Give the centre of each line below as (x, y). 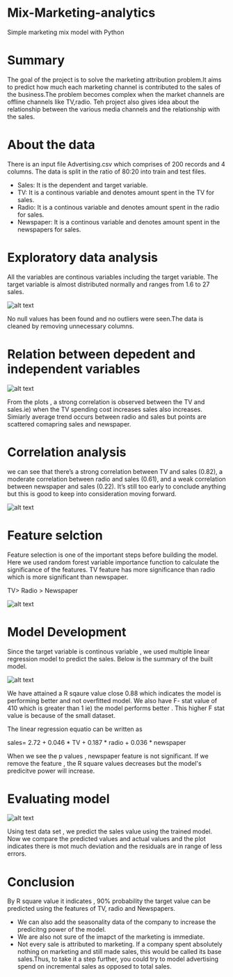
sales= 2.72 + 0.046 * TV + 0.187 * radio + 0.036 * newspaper (97, 742)
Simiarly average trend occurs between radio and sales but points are (107, 417)
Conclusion (41, 882)
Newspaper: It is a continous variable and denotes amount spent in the (119, 222)
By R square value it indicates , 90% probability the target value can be (109, 901)
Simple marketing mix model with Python (66, 32)
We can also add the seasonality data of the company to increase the (116, 922)
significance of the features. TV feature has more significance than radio (111, 569)
